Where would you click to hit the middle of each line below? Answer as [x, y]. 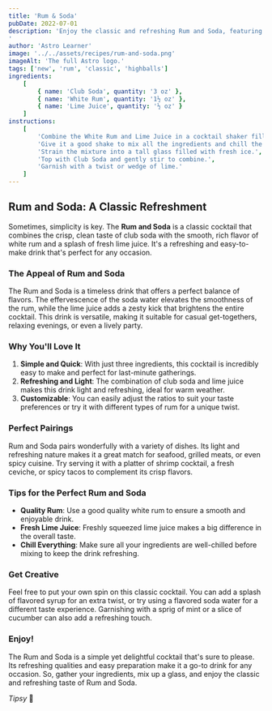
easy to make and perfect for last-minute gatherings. [108, 373]
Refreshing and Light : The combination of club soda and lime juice [132, 381]
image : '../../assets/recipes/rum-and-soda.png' [92, 54]
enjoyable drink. [47, 519]
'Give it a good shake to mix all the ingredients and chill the [150, 144]
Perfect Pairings [41, 428]
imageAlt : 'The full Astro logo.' [67, 62]
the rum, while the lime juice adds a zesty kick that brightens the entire [126, 308]
